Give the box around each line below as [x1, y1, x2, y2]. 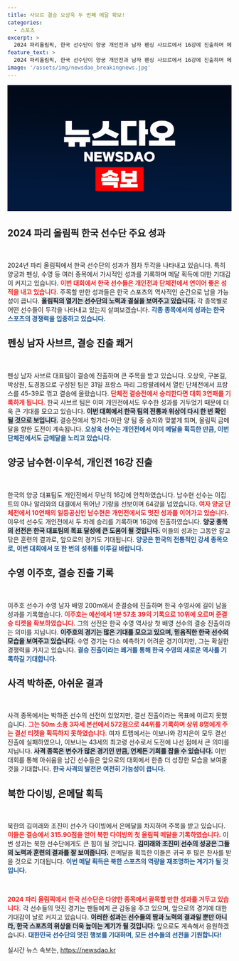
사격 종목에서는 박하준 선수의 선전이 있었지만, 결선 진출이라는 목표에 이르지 [7, 711, 215, 720]
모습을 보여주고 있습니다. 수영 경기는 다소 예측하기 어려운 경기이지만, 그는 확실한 [7, 636, 229, 645]
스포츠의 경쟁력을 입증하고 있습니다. [7, 314, 106, 323]
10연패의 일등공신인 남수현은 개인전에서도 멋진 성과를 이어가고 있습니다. [31, 508, 229, 516]
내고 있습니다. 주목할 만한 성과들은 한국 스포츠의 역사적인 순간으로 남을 [20, 288, 216, 296]
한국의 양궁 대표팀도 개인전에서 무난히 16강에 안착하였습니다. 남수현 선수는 [7, 490, 213, 499]
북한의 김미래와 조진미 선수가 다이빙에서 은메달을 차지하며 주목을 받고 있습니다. [7, 821, 226, 830]
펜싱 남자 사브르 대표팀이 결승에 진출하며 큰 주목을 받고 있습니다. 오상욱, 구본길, [7, 371, 228, 380]
